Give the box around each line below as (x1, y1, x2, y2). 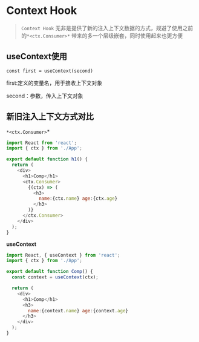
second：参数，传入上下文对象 (6, 92, 83, 99)
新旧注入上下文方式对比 (6, 111, 94, 122)
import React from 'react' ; (6, 140, 77, 146)
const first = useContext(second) (6, 68, 94, 74)
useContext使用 (6, 51, 68, 62)
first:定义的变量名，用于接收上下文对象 (6, 79, 103, 87)
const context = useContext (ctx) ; (11, 274, 99, 280)
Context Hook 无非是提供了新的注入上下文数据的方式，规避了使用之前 (21, 24, 194, 31)
